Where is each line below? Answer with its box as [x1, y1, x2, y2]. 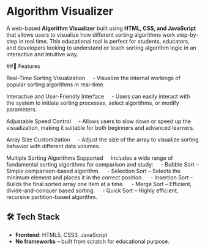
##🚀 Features [6, 62, 41, 70]
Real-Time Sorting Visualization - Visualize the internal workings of [6, 74, 181, 81]
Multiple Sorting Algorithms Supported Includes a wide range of [6, 154, 173, 162]
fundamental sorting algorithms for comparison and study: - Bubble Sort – [6, 160, 199, 168]
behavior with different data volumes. [6, 142, 101, 149]
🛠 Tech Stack [6, 212, 60, 222]
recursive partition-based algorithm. [6, 193, 98, 200]
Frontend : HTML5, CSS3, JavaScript [15, 231, 108, 238]
